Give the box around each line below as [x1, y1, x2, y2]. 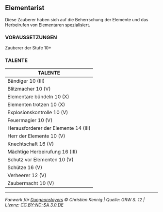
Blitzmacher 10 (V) [7, 86, 51, 92]
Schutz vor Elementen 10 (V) [7, 156, 74, 163]
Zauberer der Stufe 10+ [5, 45, 52, 51]
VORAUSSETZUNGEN [5, 34, 57, 41]
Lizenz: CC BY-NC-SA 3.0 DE [5, 202, 64, 208]
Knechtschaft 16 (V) [7, 140, 54, 147]
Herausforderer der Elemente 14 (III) [7, 125, 91, 132]
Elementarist [5, 4, 45, 12]
